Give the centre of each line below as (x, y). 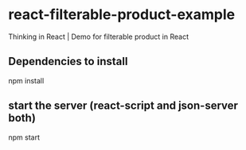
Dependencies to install (68, 62)
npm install (26, 80)
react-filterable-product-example (122, 15)
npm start (24, 137)
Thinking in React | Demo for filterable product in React (99, 37)
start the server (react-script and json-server (123, 106)
